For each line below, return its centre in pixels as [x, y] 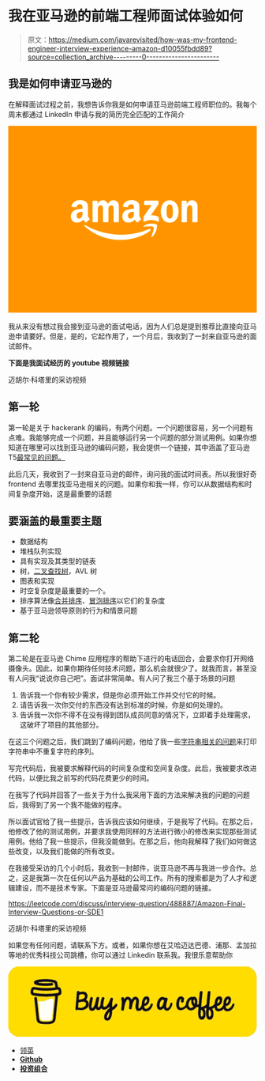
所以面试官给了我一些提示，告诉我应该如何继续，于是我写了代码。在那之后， [132, 822]
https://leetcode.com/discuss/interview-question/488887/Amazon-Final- [127, 904]
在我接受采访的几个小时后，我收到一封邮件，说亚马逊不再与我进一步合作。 [129, 868]
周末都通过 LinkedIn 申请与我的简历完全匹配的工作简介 [97, 114]
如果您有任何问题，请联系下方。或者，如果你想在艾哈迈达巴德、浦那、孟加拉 [132, 945]
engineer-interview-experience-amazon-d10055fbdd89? [120, 48]
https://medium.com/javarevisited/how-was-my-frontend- [143, 40]
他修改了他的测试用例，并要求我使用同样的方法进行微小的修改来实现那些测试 [132, 832]
